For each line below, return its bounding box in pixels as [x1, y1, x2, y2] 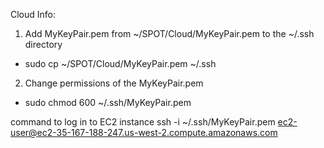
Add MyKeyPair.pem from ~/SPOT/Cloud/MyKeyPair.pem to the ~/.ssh [24, 28, 315, 39]
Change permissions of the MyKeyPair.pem [24, 77, 204, 89]
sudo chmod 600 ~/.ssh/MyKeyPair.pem [24, 97, 192, 108]
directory [24, 39, 63, 50]
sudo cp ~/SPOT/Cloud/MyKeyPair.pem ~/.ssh [24, 58, 217, 69]
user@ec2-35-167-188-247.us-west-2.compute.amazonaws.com [10, 127, 278, 138]
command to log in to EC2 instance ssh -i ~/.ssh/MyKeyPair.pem [10, 116, 276, 128]
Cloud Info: [10, 9, 57, 20]
